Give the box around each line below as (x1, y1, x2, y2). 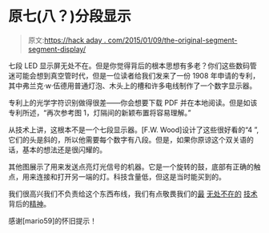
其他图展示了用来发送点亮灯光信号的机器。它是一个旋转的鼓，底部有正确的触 (8, 162, 261, 171)
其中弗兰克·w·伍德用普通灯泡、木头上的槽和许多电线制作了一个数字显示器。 (8, 81, 257, 90)
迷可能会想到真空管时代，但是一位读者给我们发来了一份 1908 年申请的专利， (8, 70, 260, 80)
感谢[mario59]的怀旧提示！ (8, 215, 98, 225)
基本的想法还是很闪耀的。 (22, 145, 106, 155)
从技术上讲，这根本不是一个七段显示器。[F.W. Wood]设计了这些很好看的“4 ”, (8, 125, 259, 135)
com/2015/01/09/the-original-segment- (107, 35, 238, 45)
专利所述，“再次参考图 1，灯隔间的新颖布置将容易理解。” (8, 107, 191, 117)
